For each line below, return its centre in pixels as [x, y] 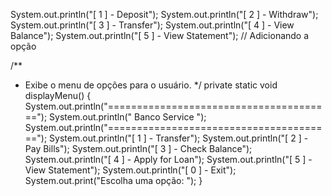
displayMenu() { [58, 95]
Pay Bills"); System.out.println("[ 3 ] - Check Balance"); [138, 148]
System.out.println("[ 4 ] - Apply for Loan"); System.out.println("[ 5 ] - [168, 159]
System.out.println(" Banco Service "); [128, 117]
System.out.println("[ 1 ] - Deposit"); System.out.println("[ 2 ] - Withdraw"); [164, 14]
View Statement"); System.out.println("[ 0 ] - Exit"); [130, 170]
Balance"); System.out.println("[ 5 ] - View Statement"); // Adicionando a [160, 35]
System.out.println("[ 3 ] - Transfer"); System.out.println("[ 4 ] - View [152, 25]
